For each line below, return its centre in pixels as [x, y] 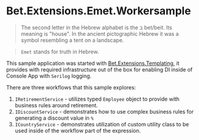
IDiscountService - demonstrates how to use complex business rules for [104, 111]
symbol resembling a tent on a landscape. [72, 40]
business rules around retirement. [56, 105]
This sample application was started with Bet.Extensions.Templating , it [93, 63]
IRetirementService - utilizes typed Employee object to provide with [97, 99]
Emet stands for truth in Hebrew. [60, 51]
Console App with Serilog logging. [49, 76]
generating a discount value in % [54, 118]
